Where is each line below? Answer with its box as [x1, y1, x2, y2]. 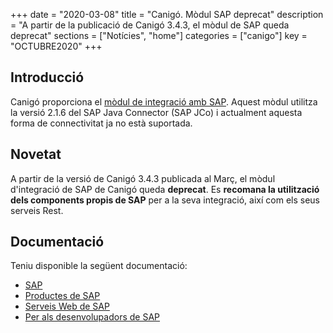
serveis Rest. [10, 204, 64, 216]
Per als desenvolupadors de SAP [24, 311, 161, 323]
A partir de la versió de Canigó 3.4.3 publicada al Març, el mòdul [10, 172, 276, 184]
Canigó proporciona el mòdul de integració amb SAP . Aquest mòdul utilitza [10, 95, 318, 108]
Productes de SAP [24, 290, 101, 302]
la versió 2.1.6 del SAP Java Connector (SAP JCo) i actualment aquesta [10, 106, 303, 118]
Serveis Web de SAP [24, 300, 110, 313]
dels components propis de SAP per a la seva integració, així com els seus [10, 194, 320, 206]
